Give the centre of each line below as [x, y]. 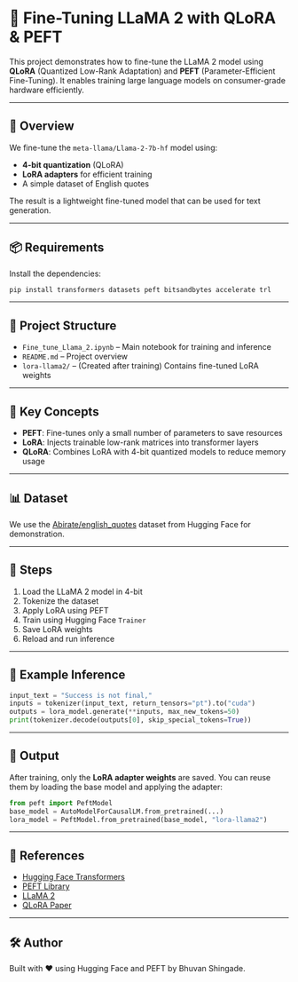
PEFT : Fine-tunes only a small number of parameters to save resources [152, 433]
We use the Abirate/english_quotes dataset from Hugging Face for [130, 524]
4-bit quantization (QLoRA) [73, 164]
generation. [30, 210]
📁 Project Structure [63, 325]
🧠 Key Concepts [54, 412]
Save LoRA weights [57, 629]
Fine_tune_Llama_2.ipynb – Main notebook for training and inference [147, 347]
